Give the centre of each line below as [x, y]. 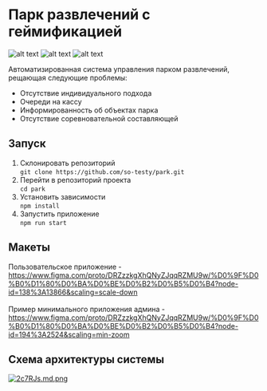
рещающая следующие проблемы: [68, 77]
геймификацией [65, 32]
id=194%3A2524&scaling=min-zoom [69, 334]
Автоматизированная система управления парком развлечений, [119, 69]
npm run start [43, 223]
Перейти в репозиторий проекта [75, 180]
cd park [32, 189]
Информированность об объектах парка [89, 110]
